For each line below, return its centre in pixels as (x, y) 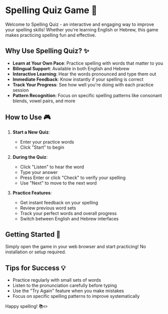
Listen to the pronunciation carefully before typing (65, 286)
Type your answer (39, 172)
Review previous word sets (48, 208)
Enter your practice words (47, 142)
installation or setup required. (36, 252)
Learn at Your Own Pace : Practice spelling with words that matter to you (88, 63)
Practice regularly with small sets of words (57, 280)
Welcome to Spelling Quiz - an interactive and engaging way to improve (80, 24)
